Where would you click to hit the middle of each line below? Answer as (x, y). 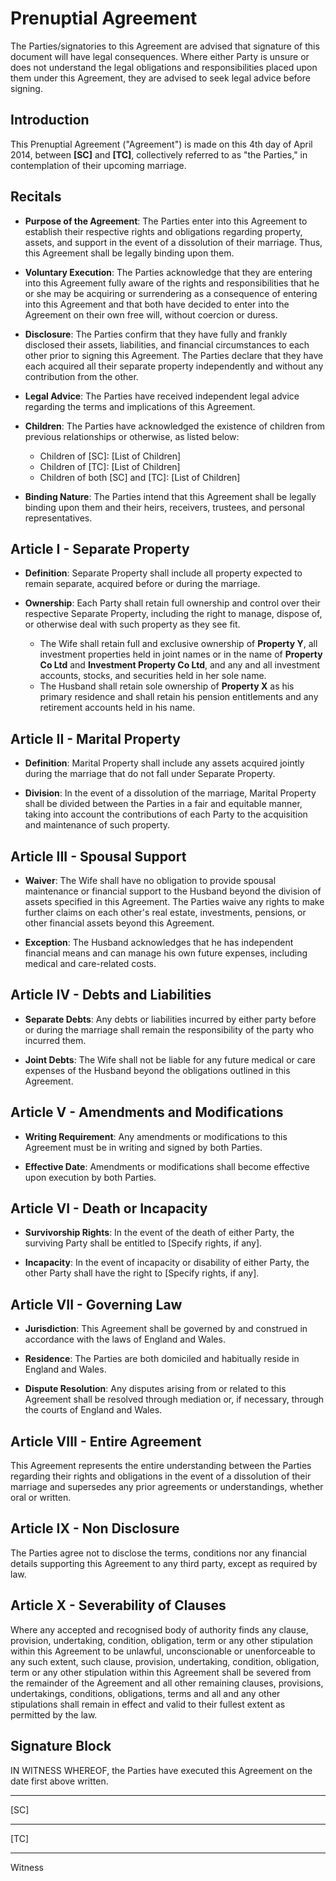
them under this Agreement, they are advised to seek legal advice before (160, 78)
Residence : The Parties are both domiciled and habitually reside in (162, 1359)
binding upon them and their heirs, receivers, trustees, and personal (164, 507)
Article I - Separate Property (100, 548)
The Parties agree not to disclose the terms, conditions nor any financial (158, 1553)
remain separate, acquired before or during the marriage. (142, 584)
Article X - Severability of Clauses (118, 1605)
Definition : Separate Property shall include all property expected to (163, 573)
